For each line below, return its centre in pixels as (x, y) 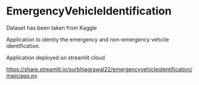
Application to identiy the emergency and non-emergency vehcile (88, 39)
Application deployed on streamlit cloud (56, 57)
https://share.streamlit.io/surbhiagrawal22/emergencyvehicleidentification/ (99, 69)
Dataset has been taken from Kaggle (52, 28)
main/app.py (22, 75)
